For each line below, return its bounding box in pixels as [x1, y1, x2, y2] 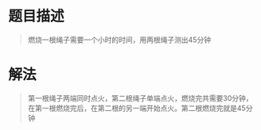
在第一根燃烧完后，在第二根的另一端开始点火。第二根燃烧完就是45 [27, 103, 247, 113]
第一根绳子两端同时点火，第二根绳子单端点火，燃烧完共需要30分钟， [27, 93, 253, 103]
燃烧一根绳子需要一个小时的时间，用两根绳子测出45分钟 [27, 35, 212, 44]
